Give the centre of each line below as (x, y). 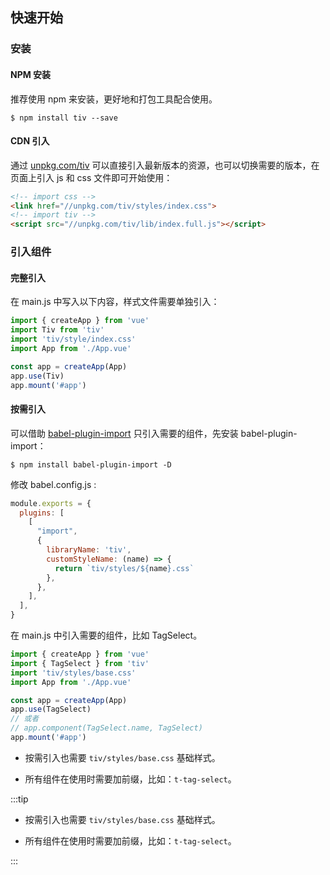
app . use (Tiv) (37, 376)
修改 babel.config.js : (53, 484)
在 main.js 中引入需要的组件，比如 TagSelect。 (106, 635)
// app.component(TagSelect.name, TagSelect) (106, 728)
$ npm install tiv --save (64, 118)
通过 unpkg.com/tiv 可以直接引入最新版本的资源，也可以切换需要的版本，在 (165, 165)
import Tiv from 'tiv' (57, 330)
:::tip (19, 799)
